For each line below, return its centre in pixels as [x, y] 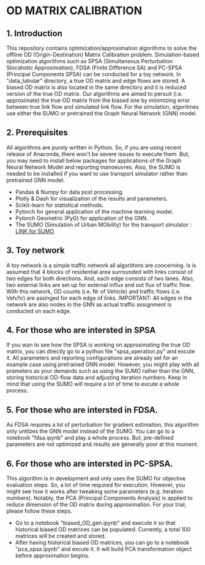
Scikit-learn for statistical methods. [59, 205]
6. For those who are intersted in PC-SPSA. [90, 463]
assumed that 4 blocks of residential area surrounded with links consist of [100, 271]
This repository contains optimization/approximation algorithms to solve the [102, 48]
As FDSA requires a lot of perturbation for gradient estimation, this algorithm [102, 425]
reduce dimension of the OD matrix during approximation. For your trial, [96, 505]
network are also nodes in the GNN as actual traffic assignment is [89, 304]
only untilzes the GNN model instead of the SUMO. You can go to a [91, 431]
